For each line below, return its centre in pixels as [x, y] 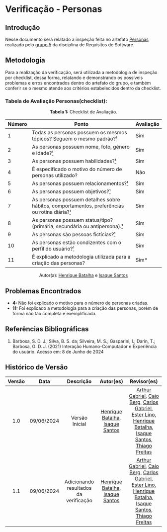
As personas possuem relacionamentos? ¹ [80, 183]
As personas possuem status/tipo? [73, 220]
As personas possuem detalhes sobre [76, 200]
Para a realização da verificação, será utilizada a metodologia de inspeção [81, 72]
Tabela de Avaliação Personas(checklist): [56, 101]
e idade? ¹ [43, 153]
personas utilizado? [55, 176]
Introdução [23, 28]
